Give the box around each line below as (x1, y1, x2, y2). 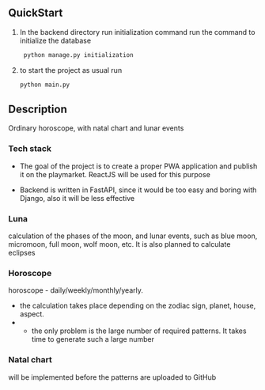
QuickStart (8, 6, 63, 20)
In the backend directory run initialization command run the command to (19, 27, 256, 36)
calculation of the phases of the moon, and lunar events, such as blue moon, (8, 231, 258, 240)
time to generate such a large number (31, 335, 155, 344)
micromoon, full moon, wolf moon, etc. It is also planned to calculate (8, 239, 231, 248)
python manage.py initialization (23, 51, 134, 59)
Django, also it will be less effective (19, 193, 135, 203)
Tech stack (8, 143, 51, 154)
